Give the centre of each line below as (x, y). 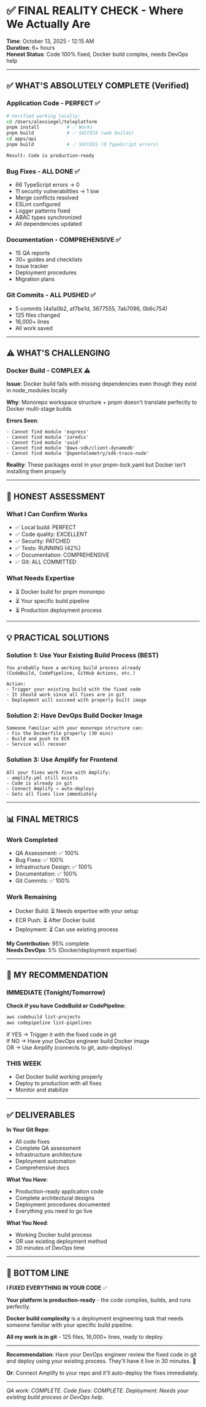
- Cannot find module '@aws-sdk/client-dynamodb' (71, 448)
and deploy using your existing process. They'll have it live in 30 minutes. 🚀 (101, 1361)
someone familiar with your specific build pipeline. (70, 1325)
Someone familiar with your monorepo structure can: (75, 728)
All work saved (34, 328)
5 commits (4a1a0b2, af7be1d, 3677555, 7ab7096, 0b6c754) (91, 308)
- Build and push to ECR (38, 739)
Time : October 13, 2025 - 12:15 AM (50, 41)
